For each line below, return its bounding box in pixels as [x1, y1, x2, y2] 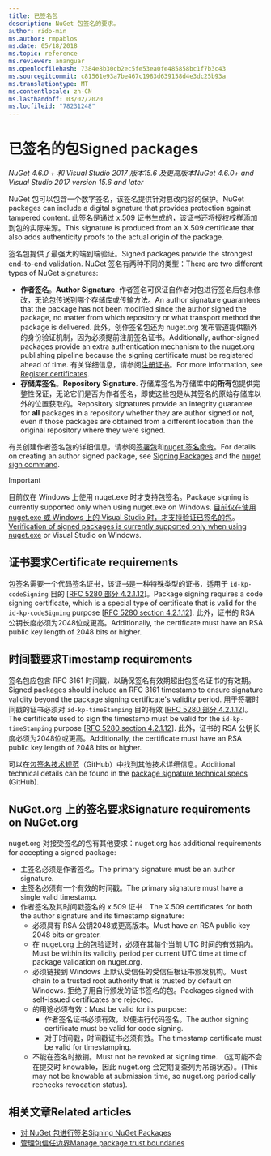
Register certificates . [19, 369, 91, 379]
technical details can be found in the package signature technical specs [8, 768, 248, 778]
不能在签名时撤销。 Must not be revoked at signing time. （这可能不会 [32, 1051, 263, 1061]
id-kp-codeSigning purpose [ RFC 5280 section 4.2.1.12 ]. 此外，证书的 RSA [8, 608, 255, 617]
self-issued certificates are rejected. [32, 995, 154, 1004]
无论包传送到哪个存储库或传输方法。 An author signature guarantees [34, 295, 261, 305]
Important [8, 475, 41, 485]
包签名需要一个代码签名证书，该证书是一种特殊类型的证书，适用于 [8, 578, 228, 588]
